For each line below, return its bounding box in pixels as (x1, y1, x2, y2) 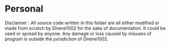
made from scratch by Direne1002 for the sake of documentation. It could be (5, 25, 166, 31)
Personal (5, 3, 44, 15)
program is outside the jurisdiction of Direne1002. (5, 36, 109, 42)
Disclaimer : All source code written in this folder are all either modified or (5, 20, 159, 26)
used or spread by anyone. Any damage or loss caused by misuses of (5, 30, 152, 36)
